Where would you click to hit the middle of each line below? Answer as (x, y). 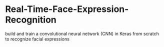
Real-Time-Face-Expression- (67, 9)
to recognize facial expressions (37, 39)
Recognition (31, 20)
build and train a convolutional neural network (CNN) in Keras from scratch (82, 33)
